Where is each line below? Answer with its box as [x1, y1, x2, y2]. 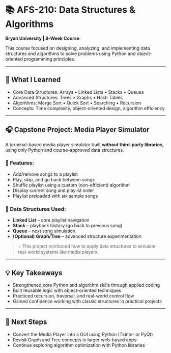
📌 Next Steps [5, 318, 47, 327]
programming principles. [23, 56, 75, 62]
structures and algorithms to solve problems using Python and [5, 50, 136, 57]
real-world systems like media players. [17, 249, 99, 255]
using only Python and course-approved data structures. [5, 147, 125, 153]
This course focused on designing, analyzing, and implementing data [5, 45, 150, 51]
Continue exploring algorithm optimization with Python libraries [12, 342, 145, 348]
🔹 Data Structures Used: [5, 205, 66, 212]
